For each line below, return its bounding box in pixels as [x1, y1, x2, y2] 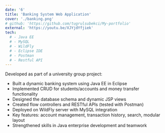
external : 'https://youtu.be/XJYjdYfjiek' [5, 26, 94, 31]
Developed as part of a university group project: [5, 71, 102, 77]
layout [12, 117, 25, 123]
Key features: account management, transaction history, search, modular [12, 112, 161, 118]
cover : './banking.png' [5, 16, 54, 21]
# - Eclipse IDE [9, 48, 43, 53]
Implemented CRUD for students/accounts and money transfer [12, 86, 139, 92]
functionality [12, 91, 38, 97]
